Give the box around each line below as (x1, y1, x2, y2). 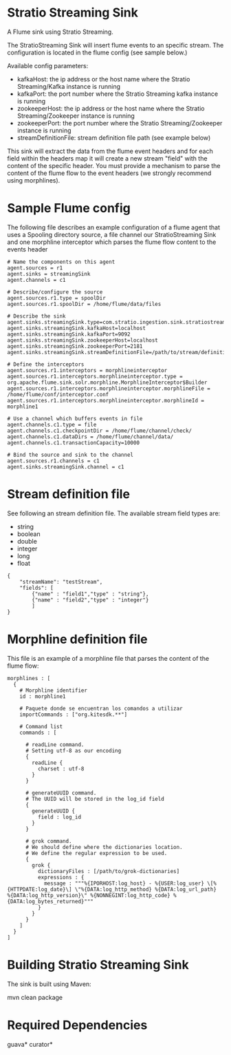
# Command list (19, 723, 63, 730)
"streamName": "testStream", (19, 578, 103, 585)
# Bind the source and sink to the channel (7, 451, 134, 458)
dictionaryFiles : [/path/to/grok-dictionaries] (37, 868, 180, 874)
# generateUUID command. (25, 789, 97, 797)
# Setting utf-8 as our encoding (25, 747, 122, 754)
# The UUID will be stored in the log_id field (25, 795, 165, 802)
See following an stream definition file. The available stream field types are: (7, 509, 221, 518)
